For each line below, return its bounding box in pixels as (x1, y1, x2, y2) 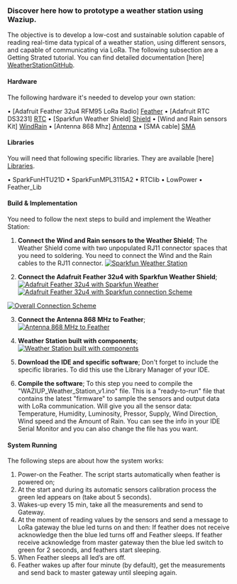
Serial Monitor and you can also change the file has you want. (17, 424, 199, 433)
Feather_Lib (7, 183, 42, 191)
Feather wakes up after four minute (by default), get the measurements (17, 561, 226, 570)
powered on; (17, 478, 55, 487)
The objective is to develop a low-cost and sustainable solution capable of (7, 31, 225, 39)
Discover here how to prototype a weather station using (7, 6, 204, 16)
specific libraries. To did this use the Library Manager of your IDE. (17, 365, 210, 374)
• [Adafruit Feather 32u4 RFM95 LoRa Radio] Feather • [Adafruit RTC (7, 107, 210, 115)
